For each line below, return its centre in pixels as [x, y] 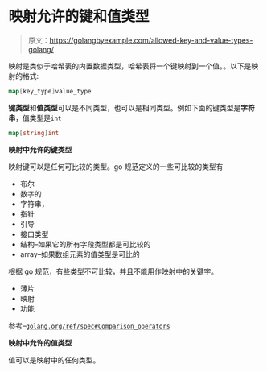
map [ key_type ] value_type [50, 91]
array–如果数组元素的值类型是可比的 [80, 254]
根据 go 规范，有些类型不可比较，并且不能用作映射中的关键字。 [113, 271]
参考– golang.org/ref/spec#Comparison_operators [89, 325]
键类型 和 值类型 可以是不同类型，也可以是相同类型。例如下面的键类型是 [125, 107]
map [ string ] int [34, 133]
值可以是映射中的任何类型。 [54, 360]
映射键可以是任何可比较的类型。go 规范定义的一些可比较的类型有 [116, 167]
